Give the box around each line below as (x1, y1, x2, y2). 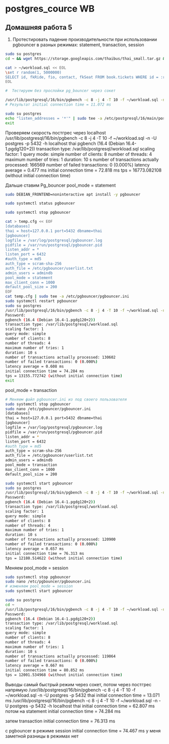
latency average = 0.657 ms (5, 546, 64, 551)
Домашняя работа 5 (5, 23, 72, 32)
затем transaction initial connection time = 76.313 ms (5, 718, 116, 724)
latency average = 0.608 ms (5, 364, 64, 369)
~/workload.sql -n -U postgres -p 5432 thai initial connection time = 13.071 (5, 692, 160, 698)
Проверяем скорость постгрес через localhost (5, 129, 106, 136)
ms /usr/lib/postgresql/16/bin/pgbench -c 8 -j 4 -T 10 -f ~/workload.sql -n (5, 697, 158, 703)
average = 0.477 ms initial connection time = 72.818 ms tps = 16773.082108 (5, 167, 162, 173)
